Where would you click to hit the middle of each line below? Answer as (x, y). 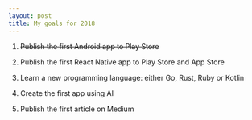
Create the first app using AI (67, 93)
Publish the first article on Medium (77, 109)
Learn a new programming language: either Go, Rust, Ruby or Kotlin (132, 77)
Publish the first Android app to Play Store (89, 46)
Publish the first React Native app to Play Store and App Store (122, 62)
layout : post (30, 16)
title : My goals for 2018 (52, 23)
